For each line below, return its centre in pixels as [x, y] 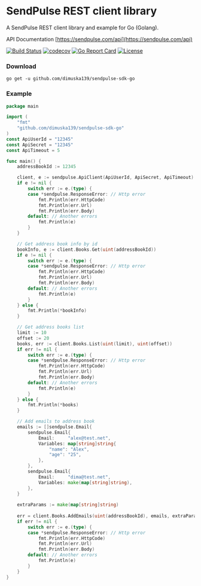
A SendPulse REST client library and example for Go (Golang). [83, 28]
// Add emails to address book [56, 421]
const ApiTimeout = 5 [33, 150]
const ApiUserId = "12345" [40, 139]
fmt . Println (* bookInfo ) [57, 311]
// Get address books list [51, 327]
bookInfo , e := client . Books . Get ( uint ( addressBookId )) [87, 250]
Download [22, 66]
